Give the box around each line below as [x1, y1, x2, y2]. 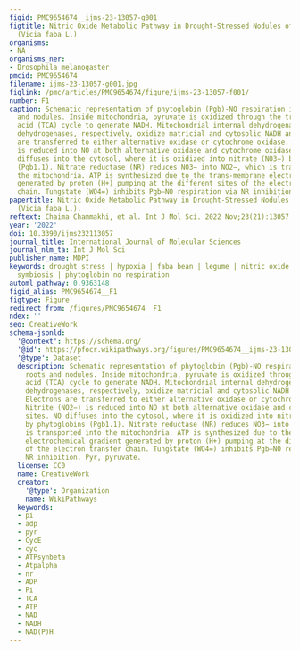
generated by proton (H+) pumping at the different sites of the [17, 179, 266, 188]
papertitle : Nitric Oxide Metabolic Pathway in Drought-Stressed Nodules [9, 196, 290, 205]
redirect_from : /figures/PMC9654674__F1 [9, 304, 162, 312]
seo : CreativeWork [9, 321, 78, 329]
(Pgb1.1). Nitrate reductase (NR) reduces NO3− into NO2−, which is [17, 162, 278, 171]
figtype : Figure [9, 296, 70, 304]
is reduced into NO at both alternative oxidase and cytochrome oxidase [17, 146, 294, 154]
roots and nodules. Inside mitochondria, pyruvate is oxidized [25, 370, 266, 379]
